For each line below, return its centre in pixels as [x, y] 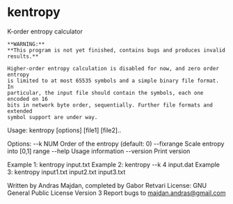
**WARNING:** [26, 44]
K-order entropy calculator [45, 31]
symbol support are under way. [53, 117]
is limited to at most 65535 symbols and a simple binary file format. [113, 81]
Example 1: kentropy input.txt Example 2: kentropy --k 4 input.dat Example [114, 164]
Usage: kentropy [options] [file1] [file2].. [64, 130]
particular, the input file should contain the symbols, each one [105, 93]
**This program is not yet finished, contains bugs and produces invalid [116, 50]
